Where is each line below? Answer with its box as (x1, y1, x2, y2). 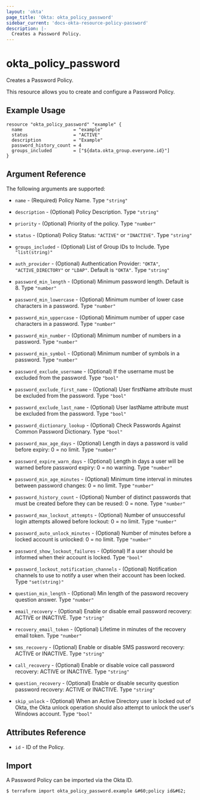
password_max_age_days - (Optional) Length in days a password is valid (14, 440, 188, 447)
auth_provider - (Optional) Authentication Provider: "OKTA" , (14, 260, 160, 267)
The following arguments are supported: (6, 185, 106, 192)
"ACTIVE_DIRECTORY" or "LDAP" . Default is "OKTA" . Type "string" (14, 266, 170, 273)
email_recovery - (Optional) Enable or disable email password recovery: (14, 607, 192, 614)
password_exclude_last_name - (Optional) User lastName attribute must (14, 404, 189, 411)
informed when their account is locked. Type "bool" (14, 553, 143, 560)
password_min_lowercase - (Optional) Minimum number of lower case (14, 296, 184, 303)
